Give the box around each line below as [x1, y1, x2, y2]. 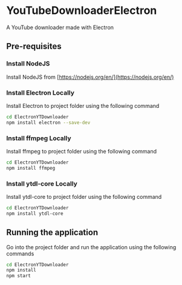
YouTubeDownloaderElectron [6, 4, 157, 18]
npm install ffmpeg [6, 165, 56, 171]
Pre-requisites [6, 41, 62, 52]
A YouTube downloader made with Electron [6, 24, 114, 31]
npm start [6, 273, 31, 279]
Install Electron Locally [6, 89, 74, 97]
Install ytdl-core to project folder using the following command [6, 193, 162, 201]
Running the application [6, 227, 99, 238]
